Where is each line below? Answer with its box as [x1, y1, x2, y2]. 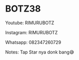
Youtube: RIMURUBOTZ [5, 20, 54, 26]
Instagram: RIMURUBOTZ [5, 29, 58, 35]
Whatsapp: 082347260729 [5, 39, 61, 45]
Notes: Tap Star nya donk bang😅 [5, 49, 74, 55]
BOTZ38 [5, 3, 41, 15]
